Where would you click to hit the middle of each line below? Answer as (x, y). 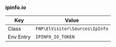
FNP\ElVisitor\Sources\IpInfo (72, 29)
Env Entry (19, 37)
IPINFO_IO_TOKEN (55, 37)
